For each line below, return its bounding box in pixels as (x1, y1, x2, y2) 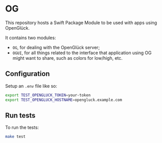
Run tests (5, 111, 36, 119)
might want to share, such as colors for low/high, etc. (12, 55, 123, 61)
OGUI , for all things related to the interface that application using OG (12, 50, 152, 56)
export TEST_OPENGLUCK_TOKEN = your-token (5, 92, 91, 98)
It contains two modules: (5, 35, 56, 41)
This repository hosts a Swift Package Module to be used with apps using (5, 20, 157, 26)
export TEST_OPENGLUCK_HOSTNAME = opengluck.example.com (5, 97, 122, 102)
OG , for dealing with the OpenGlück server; (12, 44, 100, 50)
